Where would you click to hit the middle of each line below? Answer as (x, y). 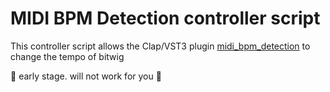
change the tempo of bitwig (67, 56)
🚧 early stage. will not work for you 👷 (86, 76)
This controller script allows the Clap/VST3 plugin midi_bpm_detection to (160, 46)
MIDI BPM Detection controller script (165, 18)
